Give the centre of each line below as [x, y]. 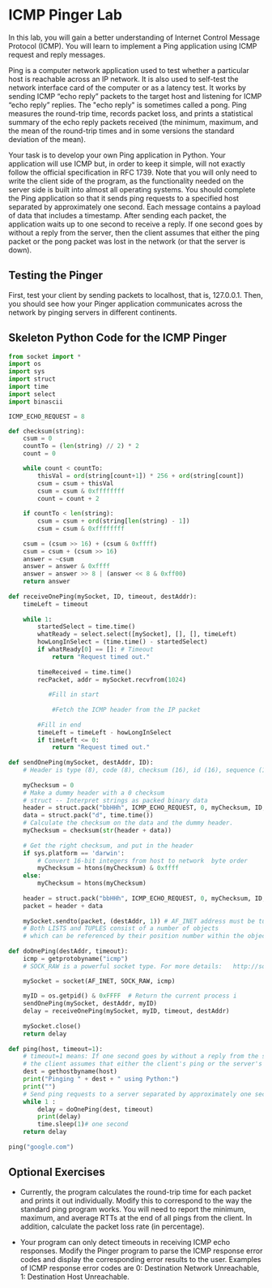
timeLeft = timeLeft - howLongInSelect [105, 732]
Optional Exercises [57, 1172]
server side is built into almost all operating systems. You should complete [132, 189]
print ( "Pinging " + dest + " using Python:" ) [101, 1079]
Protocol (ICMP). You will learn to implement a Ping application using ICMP [133, 45]
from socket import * [45, 356]
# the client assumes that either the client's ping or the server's [143, 1064]
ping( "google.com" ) [41, 1147]
